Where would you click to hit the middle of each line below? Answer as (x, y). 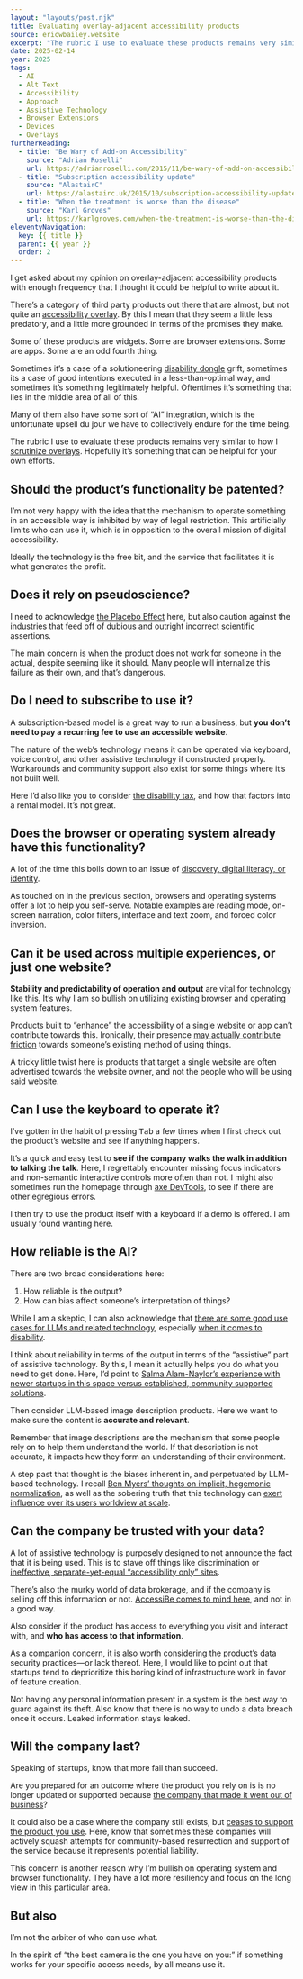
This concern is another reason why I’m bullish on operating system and (144, 1868)
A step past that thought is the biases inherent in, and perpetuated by (139, 1474)
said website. (35, 1081)
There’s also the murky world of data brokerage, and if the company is (140, 1589)
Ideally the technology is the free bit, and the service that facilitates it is (143, 557)
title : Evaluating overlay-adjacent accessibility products (125, 26)
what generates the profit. (58, 566)
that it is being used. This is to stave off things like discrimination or (135, 1562)
